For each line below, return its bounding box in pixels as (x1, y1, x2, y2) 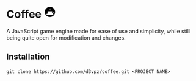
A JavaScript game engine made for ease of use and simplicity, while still (6, 27, 191, 35)
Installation (6, 52, 50, 62)
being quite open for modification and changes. (6, 33, 126, 41)
